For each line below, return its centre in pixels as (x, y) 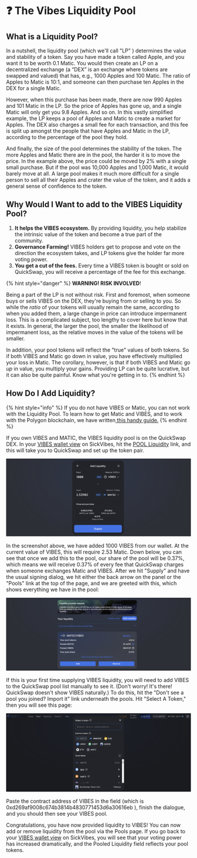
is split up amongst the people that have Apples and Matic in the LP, (88, 131)
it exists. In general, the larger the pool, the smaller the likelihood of (87, 326)
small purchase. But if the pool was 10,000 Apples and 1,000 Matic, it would (97, 167)
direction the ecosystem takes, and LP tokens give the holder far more (99, 253)
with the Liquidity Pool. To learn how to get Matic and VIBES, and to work (94, 414)
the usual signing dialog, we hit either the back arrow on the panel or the (94, 577)
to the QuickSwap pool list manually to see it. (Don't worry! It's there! (89, 686)
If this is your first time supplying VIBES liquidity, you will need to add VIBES (98, 680)
